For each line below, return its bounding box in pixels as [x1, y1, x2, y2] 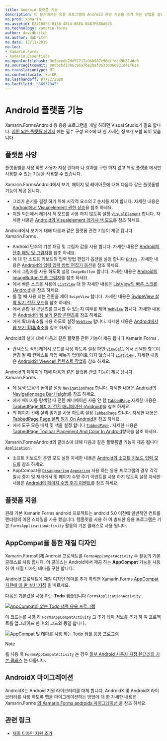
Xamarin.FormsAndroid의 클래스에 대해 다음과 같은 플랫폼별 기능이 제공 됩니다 [5, 439, 158, 445]
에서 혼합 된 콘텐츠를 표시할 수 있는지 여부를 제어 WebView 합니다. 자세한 [12, 306, 152, 312]
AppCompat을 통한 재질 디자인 [5, 538, 96, 547]
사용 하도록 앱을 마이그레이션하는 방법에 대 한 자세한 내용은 [22, 694, 137, 700]
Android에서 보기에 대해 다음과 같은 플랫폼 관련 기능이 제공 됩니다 [5, 228, 133, 234]
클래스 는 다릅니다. [10, 657, 46, 663]
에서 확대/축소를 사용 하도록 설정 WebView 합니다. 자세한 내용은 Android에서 [12, 318, 159, 324]
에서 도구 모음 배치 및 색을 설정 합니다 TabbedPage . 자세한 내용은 [12, 422, 138, 428]
